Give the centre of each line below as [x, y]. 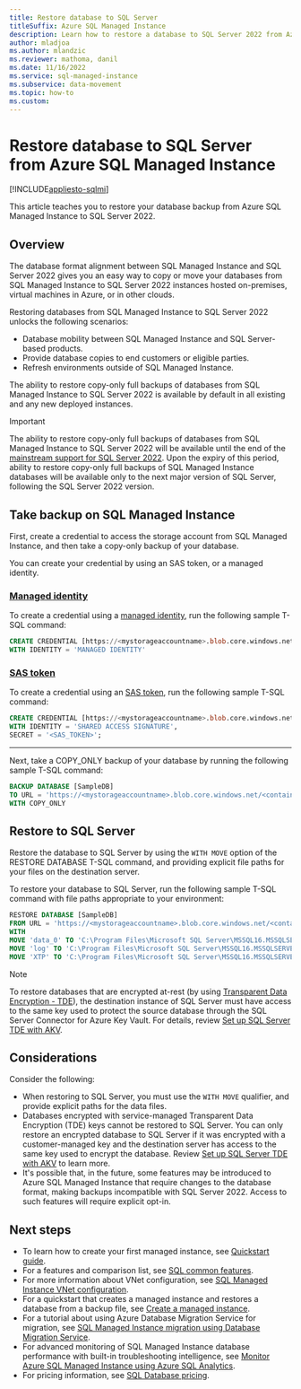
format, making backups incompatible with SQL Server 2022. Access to [155, 1192]
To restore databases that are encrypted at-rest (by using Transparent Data [148, 992]
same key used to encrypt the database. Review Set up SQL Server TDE [155, 1154]
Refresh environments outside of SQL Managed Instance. [128, 368]
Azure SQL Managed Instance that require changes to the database [146, 1183]
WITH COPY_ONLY [38, 803]
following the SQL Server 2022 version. [82, 486]
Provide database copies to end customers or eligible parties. [136, 358]
